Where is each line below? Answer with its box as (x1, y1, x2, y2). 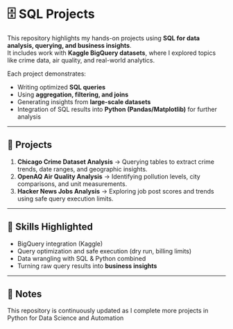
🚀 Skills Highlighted (7, 221, 94, 233)
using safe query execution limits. (17, 194, 114, 203)
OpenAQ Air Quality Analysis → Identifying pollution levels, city (17, 172, 201, 180)
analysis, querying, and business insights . (7, 41, 132, 49)
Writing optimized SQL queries (17, 83, 106, 91)
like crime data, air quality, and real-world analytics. (7, 56, 155, 64)
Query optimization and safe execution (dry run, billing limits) (17, 246, 192, 255)
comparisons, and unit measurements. (17, 179, 128, 188)
